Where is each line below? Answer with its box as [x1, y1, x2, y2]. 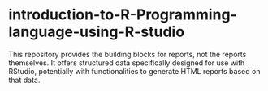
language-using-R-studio [8, 23, 185, 41]
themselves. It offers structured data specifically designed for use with [8, 58, 245, 68]
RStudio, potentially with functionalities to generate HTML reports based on [8, 66, 261, 76]
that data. [8, 75, 41, 85]
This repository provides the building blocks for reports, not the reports [8, 49, 247, 59]
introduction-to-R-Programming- [8, 6, 237, 24]
